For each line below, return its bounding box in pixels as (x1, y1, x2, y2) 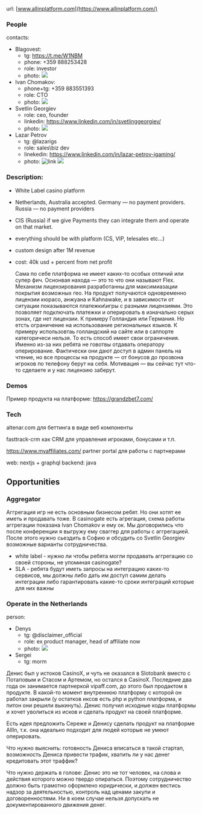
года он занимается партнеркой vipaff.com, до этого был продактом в (6, 683, 188, 690)
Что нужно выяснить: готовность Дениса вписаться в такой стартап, (6, 744, 185, 752)
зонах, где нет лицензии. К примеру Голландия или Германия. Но (14, 314, 185, 322)
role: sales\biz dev (24, 145, 70, 152)
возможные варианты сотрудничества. (6, 541, 108, 548)
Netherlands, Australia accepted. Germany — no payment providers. (14, 198, 186, 206)
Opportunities (6, 477, 60, 487)
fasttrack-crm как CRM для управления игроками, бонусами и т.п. (6, 435, 176, 443)
